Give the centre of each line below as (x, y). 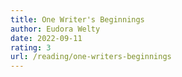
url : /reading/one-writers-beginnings (91, 57)
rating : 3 (31, 47)
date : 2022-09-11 (46, 38)
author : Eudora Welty (55, 29)
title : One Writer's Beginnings (77, 19)
